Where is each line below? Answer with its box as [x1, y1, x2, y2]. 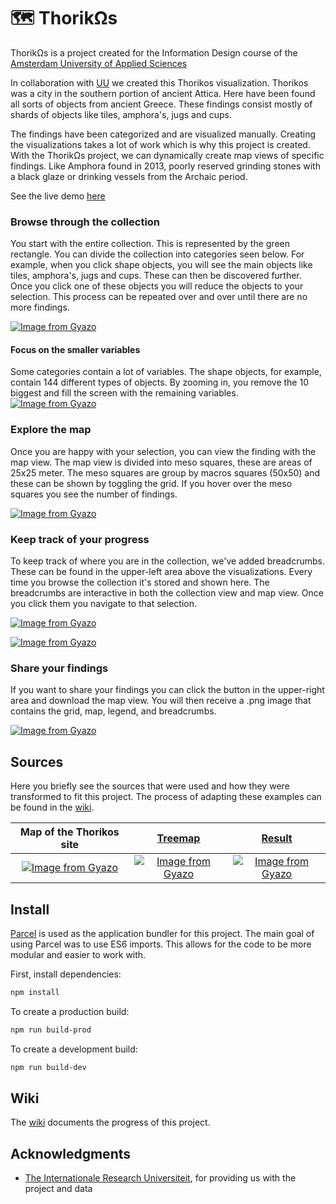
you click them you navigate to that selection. [10, 598, 197, 610]
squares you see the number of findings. [10, 488, 178, 500]
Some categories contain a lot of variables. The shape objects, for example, [10, 366, 322, 378]
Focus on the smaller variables [10, 343, 141, 355]
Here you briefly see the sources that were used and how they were [10, 780, 290, 792]
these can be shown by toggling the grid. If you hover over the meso [10, 477, 293, 489]
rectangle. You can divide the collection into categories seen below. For [10, 248, 305, 260]
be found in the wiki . [10, 801, 95, 814]
